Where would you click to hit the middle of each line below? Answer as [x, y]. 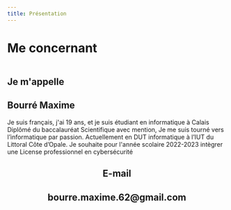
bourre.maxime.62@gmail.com [117, 197]
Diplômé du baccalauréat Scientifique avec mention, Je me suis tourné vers [115, 129]
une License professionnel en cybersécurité [70, 152]
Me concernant [52, 48]
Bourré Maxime [41, 105]
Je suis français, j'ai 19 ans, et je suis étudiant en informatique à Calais [109, 122]
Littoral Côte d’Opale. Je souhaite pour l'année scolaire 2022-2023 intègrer [115, 144]
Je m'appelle [36, 82]
